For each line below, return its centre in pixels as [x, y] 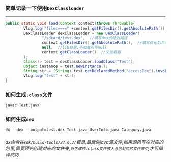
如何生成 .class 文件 [29, 94]
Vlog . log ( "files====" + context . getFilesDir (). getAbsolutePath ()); [95, 29]
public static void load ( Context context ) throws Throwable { [70, 24]
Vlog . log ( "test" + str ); [50, 76]
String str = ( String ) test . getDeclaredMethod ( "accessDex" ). [90, 71]
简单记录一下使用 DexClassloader [45, 8]
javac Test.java [22, 105]
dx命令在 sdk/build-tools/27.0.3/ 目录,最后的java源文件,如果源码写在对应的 [84, 142]
